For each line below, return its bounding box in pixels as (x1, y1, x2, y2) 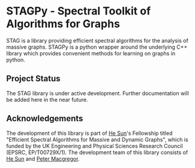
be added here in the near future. (6, 96, 88, 103)
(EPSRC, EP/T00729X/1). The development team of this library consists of (6, 149, 188, 156)
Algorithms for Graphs (6, 17, 120, 31)
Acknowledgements (6, 113, 83, 124)
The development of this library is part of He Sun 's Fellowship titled (6, 129, 173, 137)
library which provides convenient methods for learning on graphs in (6, 49, 176, 57)
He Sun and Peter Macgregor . (6, 155, 80, 162)
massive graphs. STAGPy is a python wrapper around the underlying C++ (6, 43, 188, 51)
